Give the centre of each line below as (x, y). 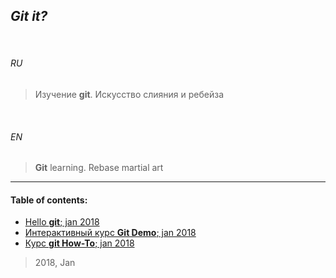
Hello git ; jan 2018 (62, 222)
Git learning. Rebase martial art (99, 168)
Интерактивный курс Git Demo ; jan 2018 (110, 233)
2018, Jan (55, 263)
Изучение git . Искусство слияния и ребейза (129, 95)
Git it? (29, 16)
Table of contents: (49, 200)
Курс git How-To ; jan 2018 (79, 243)
